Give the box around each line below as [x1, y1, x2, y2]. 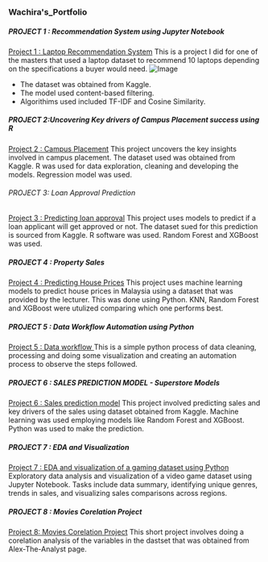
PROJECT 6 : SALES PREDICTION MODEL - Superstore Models [8, 377, 220, 387]
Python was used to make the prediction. [8, 423, 145, 433]
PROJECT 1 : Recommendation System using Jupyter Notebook [8, 27, 225, 36]
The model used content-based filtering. [19, 88, 155, 98]
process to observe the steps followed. [8, 360, 138, 368]
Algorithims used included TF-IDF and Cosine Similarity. [19, 96, 206, 106]
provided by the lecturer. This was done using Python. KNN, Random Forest [8, 295, 259, 305]
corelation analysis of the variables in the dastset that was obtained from [8, 535, 249, 545]
